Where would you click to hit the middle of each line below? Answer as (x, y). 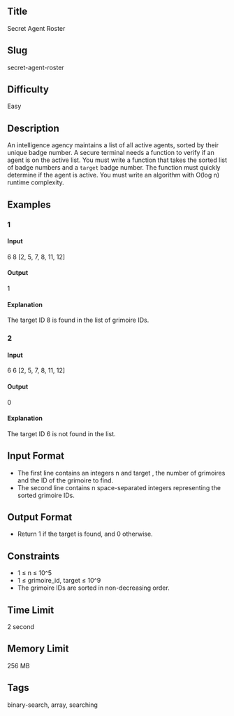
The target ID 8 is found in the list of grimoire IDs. (78, 320)
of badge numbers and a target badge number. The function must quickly (114, 168)
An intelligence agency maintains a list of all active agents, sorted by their (113, 145)
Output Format (40, 517)
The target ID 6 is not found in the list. (62, 433)
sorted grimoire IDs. (46, 495)
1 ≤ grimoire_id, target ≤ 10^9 (59, 581)
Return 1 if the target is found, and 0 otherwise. (85, 534)
